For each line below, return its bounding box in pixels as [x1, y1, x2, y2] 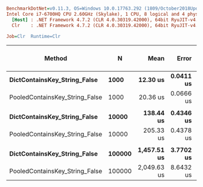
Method [44, 54, 68, 63]
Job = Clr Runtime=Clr [6, 33, 61, 39]
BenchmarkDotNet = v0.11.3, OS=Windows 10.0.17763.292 [6, 5, 142, 11]
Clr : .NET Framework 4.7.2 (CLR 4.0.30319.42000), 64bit [11, 22, 169, 28]
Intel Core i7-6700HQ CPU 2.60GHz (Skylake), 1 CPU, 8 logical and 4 [6, 11, 185, 17]
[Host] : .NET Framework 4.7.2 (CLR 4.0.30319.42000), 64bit [11, 16, 169, 23]
